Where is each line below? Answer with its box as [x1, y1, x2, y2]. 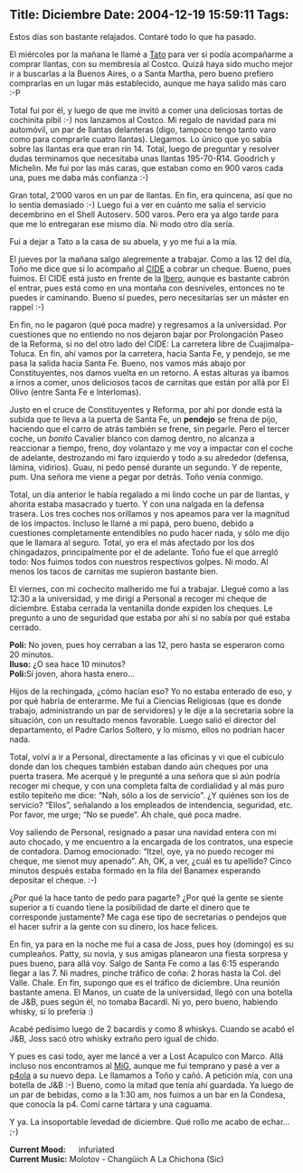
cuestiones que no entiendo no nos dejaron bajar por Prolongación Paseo [9, 329, 284, 339]
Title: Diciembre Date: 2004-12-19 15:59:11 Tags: [9, 7, 289, 23]
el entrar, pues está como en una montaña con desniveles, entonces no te [9, 282, 285, 293]
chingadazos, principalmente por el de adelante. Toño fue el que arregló [9, 547, 279, 558]
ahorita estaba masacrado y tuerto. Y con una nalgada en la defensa [9, 498, 265, 510]
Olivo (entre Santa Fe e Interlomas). [9, 386, 142, 397]
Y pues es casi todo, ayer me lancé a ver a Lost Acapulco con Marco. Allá [9, 1050, 284, 1062]
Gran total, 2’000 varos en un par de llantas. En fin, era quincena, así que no [9, 189, 293, 200]
